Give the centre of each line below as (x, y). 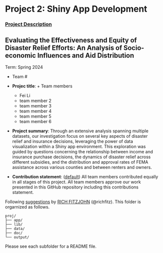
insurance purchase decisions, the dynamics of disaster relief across (81, 157)
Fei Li (25, 95)
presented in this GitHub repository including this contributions (75, 187)
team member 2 (35, 101)
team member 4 (36, 111)
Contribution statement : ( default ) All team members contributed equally (85, 176)
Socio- (134, 48)
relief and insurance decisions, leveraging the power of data (72, 141)
